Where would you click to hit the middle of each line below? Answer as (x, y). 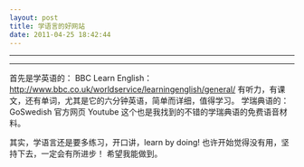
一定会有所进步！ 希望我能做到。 (101, 153)
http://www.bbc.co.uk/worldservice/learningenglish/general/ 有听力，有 (143, 89)
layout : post (34, 18)
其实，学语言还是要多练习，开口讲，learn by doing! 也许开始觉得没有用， (146, 143)
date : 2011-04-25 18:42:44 (60, 34)
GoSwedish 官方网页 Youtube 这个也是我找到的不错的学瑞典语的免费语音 (145, 112)
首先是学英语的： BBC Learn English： (81, 79)
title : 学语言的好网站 (47, 26)
